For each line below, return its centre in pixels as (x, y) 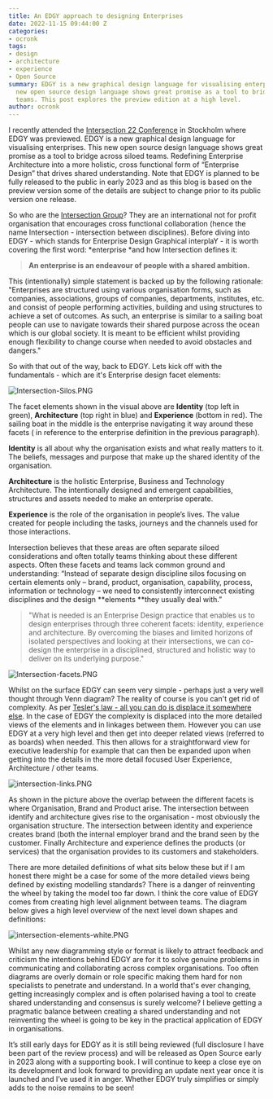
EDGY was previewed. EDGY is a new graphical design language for (122, 138)
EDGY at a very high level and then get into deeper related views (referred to (136, 733)
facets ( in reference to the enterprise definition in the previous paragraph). (134, 433)
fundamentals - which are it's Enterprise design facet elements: (115, 375)
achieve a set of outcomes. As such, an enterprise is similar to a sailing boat (136, 316)
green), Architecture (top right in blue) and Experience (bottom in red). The (135, 415)
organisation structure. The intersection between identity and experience (131, 826)
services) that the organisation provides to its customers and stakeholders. (134, 851)
